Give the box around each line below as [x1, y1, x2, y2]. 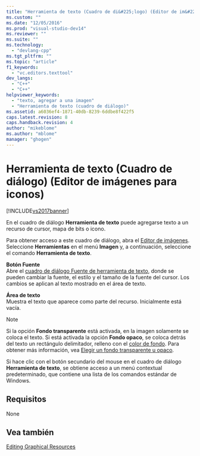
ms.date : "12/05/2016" [6, 20, 62, 26]
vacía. [6, 304, 21, 311]
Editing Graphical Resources [6, 443, 76, 451]
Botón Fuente [6, 261, 40, 268]
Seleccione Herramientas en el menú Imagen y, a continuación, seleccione [6, 243, 192, 250]
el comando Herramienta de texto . [6, 249, 92, 257]
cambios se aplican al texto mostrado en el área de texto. [6, 280, 147, 287]
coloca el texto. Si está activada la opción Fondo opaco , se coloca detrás [6, 334, 186, 341]
